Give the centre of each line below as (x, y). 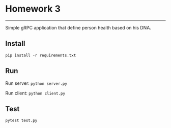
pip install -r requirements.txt (41, 55)
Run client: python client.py (35, 93)
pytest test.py (21, 121)
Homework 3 (33, 9)
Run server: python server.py (36, 83)
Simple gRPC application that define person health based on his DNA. (78, 27)
